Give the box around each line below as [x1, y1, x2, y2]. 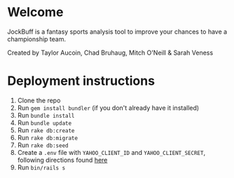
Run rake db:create [17, 125, 75, 134]
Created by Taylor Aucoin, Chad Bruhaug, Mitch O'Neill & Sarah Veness [7, 48, 214, 57]
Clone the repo [17, 96, 61, 104]
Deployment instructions [7, 73, 156, 89]
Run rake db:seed [17, 141, 69, 149]
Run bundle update [17, 118, 72, 127]
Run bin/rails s [17, 163, 66, 172]
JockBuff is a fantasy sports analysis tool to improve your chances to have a [7, 27, 228, 36]
